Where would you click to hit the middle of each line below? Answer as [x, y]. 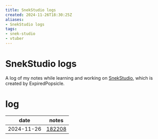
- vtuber [15, 39]
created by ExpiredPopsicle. [35, 83]
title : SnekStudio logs [31, 10]
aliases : [15, 19]
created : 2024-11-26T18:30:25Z [39, 15]
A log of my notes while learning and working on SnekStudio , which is [79, 78]
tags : [11, 29]
